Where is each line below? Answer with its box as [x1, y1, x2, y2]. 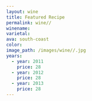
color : [6, 42, 23, 48]
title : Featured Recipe [6, 14, 65, 20]
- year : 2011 [11, 58, 44, 64]
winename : [6, 25, 31, 31]
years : [6, 53, 23, 59]
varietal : [6, 31, 31, 37]
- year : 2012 [11, 70, 44, 75]
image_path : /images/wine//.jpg [6, 48, 86, 53]
